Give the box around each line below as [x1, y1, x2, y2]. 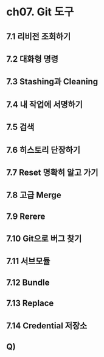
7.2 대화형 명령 [6, 54, 59, 64]
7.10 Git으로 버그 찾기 [6, 234, 82, 244]
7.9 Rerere [6, 211, 46, 221]
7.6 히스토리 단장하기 [6, 144, 81, 155]
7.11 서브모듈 [6, 256, 50, 267]
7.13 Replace [6, 298, 54, 309]
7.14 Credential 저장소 [6, 320, 88, 331]
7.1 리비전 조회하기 [6, 31, 71, 42]
